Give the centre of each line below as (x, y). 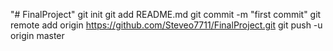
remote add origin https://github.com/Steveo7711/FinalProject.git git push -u (166, 25)
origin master (37, 35)
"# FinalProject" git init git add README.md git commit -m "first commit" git (166, 14)
